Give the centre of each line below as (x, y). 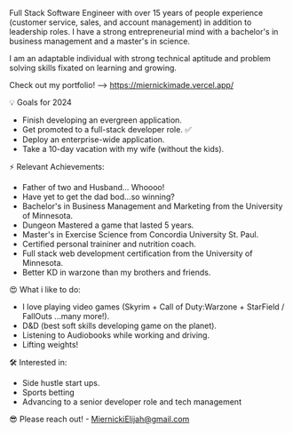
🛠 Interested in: (38, 362)
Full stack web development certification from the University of (137, 253)
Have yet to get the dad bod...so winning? (98, 196)
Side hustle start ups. (61, 383)
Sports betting (48, 392)
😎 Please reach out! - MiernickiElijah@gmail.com (99, 419)
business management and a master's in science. (100, 41)
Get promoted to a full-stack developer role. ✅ (107, 129)
